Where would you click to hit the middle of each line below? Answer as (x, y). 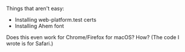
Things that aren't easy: (35, 8)
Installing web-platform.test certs (56, 20)
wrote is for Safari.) (30, 44)
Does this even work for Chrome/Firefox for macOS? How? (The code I (93, 37)
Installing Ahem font (39, 26)
